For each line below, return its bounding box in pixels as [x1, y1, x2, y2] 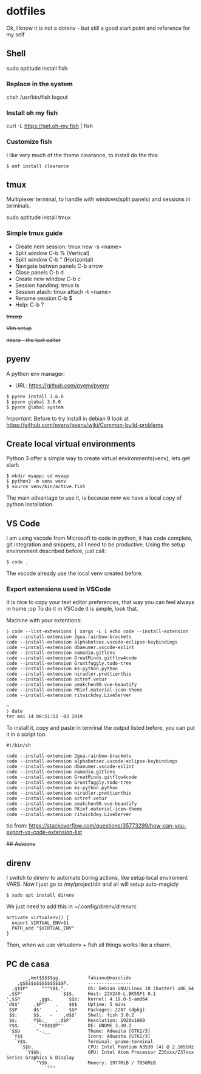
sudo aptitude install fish [6, 64, 68, 72]
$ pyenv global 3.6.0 [6, 399, 61, 405]
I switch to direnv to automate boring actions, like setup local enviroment [6, 874, 188, 882]
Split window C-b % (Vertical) [15, 249, 90, 256]
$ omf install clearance [6, 163, 69, 169]
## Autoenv [6, 840, 36, 848]
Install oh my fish [6, 108, 58, 117]
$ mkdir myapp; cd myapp [6, 473, 69, 479]
